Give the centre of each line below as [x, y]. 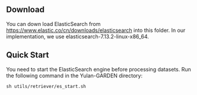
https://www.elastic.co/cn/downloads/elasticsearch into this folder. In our [96, 30]
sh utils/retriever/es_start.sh [46, 86]
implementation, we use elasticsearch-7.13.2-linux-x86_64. [78, 36]
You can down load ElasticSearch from [53, 24]
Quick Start [28, 55]
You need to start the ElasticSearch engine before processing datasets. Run [99, 69]
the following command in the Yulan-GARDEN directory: [74, 76]
